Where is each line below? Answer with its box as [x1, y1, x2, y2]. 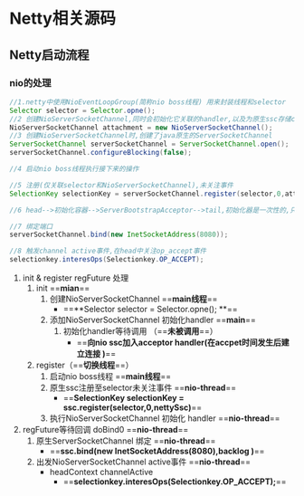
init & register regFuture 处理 [22, 272, 129, 283]
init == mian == [35, 282, 90, 293]
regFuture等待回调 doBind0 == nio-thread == [22, 424, 189, 434]
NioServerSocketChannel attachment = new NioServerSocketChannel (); [9, 123, 273, 132]
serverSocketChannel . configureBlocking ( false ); [9, 148, 193, 157]
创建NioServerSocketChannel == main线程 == [49, 293, 218, 304]
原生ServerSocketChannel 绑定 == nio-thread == [35, 435, 216, 446]
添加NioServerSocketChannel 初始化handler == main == [49, 314, 256, 325]
